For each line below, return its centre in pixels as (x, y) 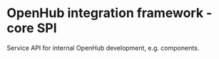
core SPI (32, 28)
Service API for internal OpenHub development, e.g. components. (103, 48)
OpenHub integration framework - (109, 13)
